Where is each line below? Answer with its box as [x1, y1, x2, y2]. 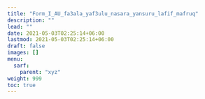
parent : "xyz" [20, 68, 61, 75]
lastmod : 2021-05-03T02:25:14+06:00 [7, 36, 114, 43]
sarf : [13, 62, 30, 69]
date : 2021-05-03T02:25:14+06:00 [7, 29, 105, 37]
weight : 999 [7, 75, 42, 82]
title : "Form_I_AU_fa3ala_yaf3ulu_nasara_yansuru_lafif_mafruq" [7, 10, 199, 17]
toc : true [7, 82, 36, 89]
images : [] [7, 49, 39, 56]
